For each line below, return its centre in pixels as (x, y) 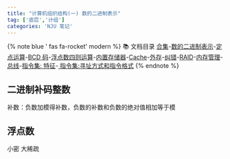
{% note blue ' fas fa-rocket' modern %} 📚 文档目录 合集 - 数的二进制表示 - (112, 47)
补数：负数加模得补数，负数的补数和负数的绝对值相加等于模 (91, 108)
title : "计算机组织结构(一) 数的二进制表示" (64, 13)
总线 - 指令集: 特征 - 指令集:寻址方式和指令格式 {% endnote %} (93, 66)
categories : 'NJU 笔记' (40, 26)
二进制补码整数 (39, 89)
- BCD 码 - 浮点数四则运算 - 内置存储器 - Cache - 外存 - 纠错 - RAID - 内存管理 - (124, 57)
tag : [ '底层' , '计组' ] (36, 20)
